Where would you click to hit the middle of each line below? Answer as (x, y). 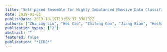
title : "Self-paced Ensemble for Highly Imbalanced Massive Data (74, 10)
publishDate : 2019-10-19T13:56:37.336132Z (50, 19)
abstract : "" (19, 33)
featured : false (22, 38)
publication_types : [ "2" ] (32, 28)
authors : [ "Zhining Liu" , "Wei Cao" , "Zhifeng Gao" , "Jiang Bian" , (77, 24)
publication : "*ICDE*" (29, 42)
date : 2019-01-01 (23, 14)
